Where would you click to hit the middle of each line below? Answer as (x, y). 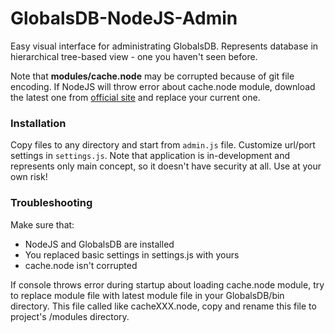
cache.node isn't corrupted (81, 265)
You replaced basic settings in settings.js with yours (132, 254)
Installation (38, 123)
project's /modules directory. (70, 316)
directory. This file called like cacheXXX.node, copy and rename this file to (163, 306)
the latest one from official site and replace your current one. (135, 97)
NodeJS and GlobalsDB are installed (99, 244)
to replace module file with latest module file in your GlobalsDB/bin (147, 295)
